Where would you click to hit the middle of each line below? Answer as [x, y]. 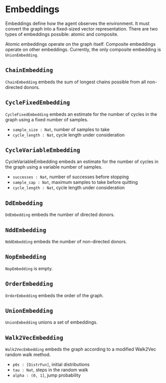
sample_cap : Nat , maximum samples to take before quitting [75, 182]
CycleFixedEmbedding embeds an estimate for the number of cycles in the [81, 114]
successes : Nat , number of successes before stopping [71, 177]
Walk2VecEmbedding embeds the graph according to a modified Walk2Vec [81, 349]
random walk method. [28, 355]
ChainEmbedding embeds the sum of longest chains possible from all [76, 82]
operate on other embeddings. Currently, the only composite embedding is [83, 49]
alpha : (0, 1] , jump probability [47, 375]
